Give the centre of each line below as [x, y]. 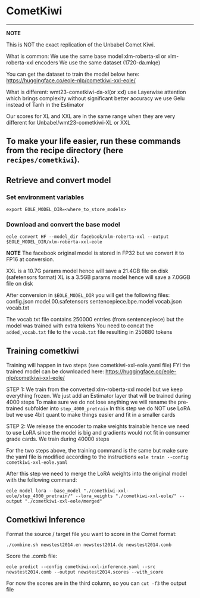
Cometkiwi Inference [46, 520]
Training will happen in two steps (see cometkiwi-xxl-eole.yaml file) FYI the [98, 365]
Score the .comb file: [32, 556]
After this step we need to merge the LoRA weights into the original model [97, 474]
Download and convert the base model [63, 224]
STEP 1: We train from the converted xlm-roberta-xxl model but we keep [95, 389]
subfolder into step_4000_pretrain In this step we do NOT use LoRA [107, 408]
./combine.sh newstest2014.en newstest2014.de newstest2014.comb [89, 545]
